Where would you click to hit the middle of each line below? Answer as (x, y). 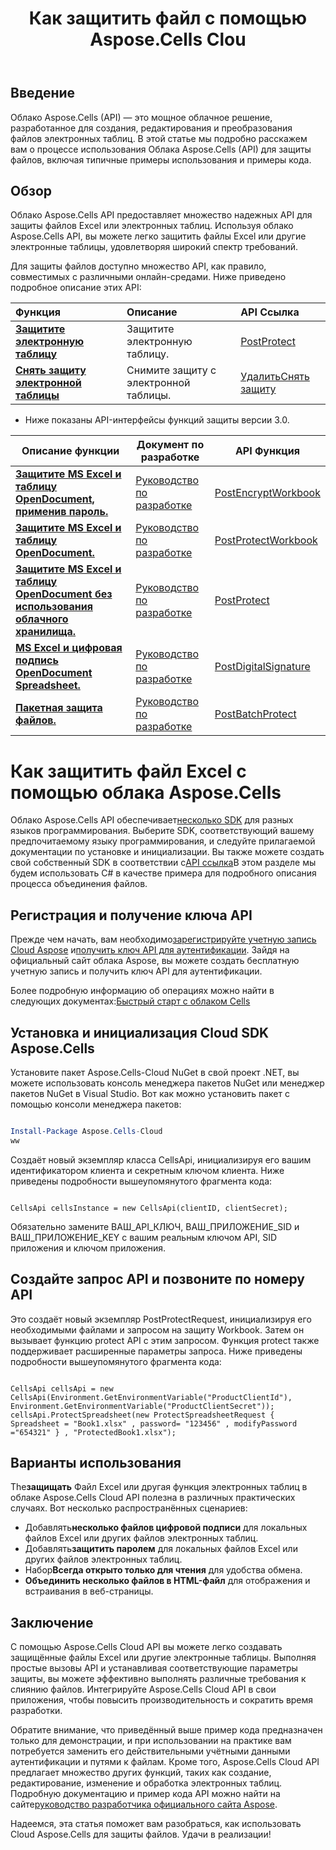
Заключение (52, 1622)
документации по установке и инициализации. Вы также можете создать (167, 852)
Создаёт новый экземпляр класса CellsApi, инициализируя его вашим (161, 1159)
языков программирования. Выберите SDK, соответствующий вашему (162, 831)
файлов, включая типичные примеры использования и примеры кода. (161, 159)
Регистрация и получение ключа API (131, 915)
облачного (42, 619)
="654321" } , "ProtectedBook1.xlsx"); (93, 1432)
